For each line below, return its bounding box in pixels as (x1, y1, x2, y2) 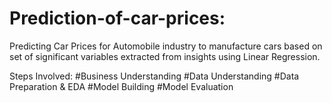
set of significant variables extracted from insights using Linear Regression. (9, 50, 321, 62)
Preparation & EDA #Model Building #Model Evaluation (9, 80, 234, 92)
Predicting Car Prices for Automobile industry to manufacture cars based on (9, 40, 323, 52)
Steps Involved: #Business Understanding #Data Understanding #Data (9, 70, 300, 82)
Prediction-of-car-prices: (9, 7, 226, 30)
